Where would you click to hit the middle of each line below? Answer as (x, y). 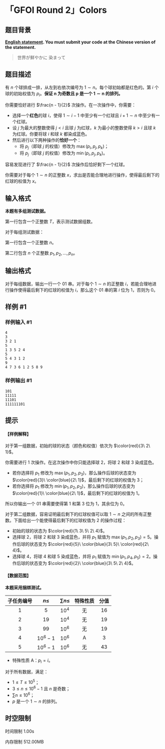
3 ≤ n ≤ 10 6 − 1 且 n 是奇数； (41, 688)
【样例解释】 (18, 434)
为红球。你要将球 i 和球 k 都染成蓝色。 (51, 134)
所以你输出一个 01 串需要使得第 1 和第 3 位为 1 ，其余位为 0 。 (66, 503)
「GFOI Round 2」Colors (56, 10)
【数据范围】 (18, 575)
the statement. (20, 47)
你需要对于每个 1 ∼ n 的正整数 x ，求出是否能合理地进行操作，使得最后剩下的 (82, 175)
